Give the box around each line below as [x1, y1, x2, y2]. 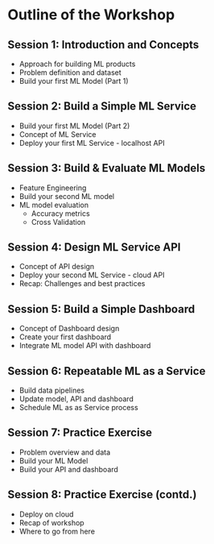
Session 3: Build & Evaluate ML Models [7, 161, 206, 175]
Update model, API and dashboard [19, 394, 134, 404]
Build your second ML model [19, 191, 115, 201]
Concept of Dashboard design [19, 324, 120, 334]
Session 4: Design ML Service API [7, 240, 181, 255]
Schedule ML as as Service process [19, 403, 138, 413]
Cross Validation [31, 217, 86, 226]
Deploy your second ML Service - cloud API [19, 270, 165, 280]
